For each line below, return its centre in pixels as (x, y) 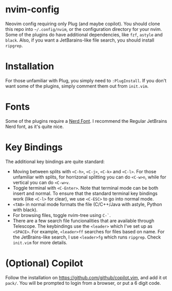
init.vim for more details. (40, 242)
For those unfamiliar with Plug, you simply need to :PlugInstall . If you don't (86, 80)
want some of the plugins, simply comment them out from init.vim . (77, 86)
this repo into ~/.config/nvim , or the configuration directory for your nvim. (84, 29)
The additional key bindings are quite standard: (55, 161)
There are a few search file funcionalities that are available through (83, 221)
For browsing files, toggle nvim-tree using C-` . (62, 215)
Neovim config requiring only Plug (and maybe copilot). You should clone (83, 24)
